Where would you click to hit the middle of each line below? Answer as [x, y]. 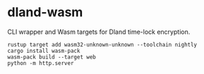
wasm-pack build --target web [52, 57]
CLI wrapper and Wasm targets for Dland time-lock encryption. [99, 32]
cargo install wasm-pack [44, 51]
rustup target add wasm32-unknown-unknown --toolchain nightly [102, 44]
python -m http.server [41, 63]
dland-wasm [45, 12]
